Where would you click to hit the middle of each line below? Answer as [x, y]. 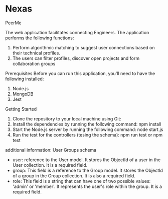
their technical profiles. [36, 53]
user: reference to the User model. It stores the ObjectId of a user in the [87, 160]
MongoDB [23, 94]
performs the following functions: [40, 38]
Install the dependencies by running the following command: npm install [87, 124]
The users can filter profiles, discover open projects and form [76, 58]
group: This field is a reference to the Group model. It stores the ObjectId [88, 170]
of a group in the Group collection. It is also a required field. [74, 176]
